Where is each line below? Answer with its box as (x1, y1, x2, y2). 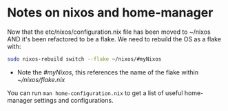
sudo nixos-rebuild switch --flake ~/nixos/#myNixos (7, 55, 162, 63)
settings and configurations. (34, 96, 114, 104)
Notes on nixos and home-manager (7, 5, 214, 21)
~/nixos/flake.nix (17, 75, 65, 83)
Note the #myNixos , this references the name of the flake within (17, 68, 199, 77)
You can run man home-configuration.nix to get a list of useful (7, 88, 183, 97)
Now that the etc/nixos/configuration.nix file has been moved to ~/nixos (7, 28, 211, 36)
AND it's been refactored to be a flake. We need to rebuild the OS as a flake (7, 34, 222, 43)
